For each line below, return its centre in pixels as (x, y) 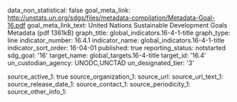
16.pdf (17, 25)
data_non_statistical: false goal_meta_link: (69, 10)
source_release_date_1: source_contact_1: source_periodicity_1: (99, 84)
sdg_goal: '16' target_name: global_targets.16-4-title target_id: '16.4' (107, 55)
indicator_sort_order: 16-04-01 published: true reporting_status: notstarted (117, 48)
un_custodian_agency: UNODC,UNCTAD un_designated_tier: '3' (101, 63)
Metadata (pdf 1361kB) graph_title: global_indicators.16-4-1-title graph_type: (119, 33)
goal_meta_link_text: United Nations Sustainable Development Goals (127, 25)
